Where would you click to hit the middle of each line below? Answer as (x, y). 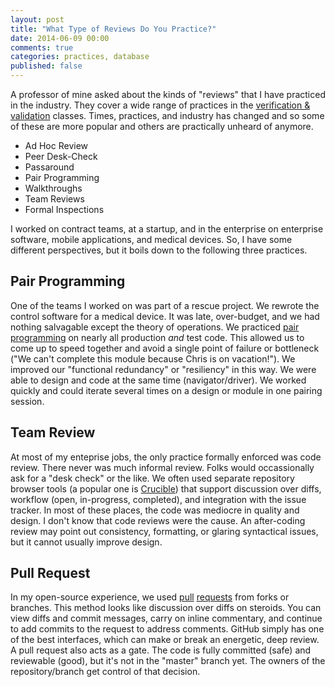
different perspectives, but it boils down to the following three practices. (159, 250)
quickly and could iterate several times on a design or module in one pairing (166, 390)
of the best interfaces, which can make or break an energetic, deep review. (165, 640)
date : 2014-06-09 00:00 (60, 38)
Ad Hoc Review (56, 145)
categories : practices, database (80, 57)
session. (27, 401)
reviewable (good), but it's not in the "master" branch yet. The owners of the (168, 661)
